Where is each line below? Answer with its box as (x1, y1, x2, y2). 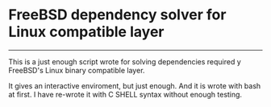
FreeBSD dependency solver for (8, 6, 227, 24)
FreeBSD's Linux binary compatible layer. (8, 65, 145, 75)
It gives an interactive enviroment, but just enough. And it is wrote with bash (8, 80, 261, 90)
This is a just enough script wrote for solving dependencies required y (8, 56, 242, 66)
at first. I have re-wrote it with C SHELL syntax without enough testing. (8, 89, 243, 99)
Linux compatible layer (8, 23, 165, 41)
